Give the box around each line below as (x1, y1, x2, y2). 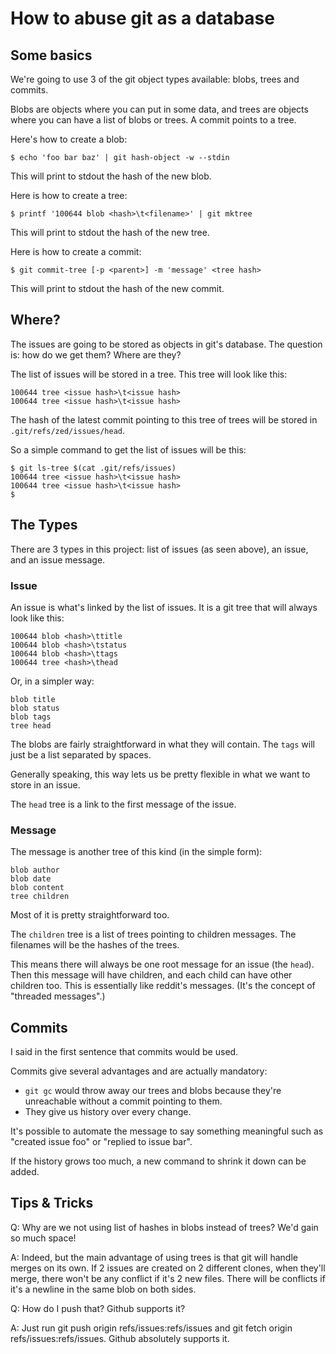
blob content (10, 883, 65, 893)
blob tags (10, 712, 52, 722)
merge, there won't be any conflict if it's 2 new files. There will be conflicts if (10, 1272, 326, 1284)
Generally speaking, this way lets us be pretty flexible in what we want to (10, 768, 311, 780)
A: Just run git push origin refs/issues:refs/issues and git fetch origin (10, 1322, 293, 1334)
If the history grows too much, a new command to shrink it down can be (10, 1155, 307, 1167)
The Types (10, 517, 78, 534)
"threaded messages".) (10, 990, 106, 1002)
